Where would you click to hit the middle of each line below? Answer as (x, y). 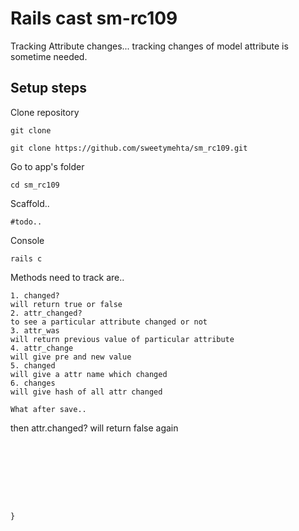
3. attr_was (35, 330)
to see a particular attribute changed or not (109, 322)
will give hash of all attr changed (86, 392)
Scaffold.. (30, 203)
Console (27, 240)
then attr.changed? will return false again (94, 428)
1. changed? (35, 295)
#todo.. (26, 222)
